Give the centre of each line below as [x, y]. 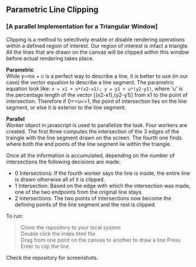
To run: [15, 216]
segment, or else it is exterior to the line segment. [66, 107]
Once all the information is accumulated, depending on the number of [90, 155]
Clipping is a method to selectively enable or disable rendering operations [96, 39]
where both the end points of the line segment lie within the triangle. [89, 144]
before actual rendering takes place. [50, 58]
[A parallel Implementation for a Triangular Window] [82, 27]
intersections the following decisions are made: [63, 161]
